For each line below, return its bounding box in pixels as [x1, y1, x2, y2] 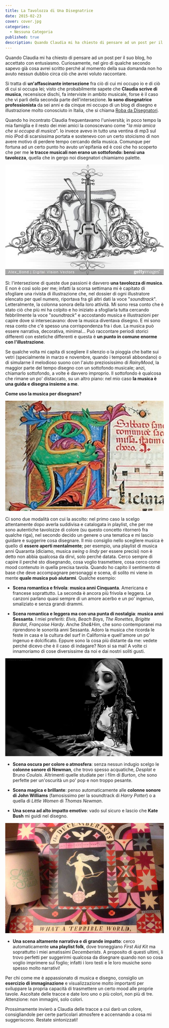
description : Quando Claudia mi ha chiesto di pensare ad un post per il [5, 40, 163, 45]
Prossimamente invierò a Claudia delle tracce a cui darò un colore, [5, 1006, 143, 1012]
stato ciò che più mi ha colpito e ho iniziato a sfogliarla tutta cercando [5, 306, 149, 313]
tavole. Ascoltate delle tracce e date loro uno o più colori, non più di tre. [5, 991, 153, 997]
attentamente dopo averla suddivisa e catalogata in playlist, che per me [5, 521, 153, 527]
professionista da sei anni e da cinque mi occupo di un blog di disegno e [5, 101, 157, 108]
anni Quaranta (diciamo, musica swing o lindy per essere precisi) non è [5, 548, 152, 554]
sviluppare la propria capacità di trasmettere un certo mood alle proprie [5, 985, 153, 992]
